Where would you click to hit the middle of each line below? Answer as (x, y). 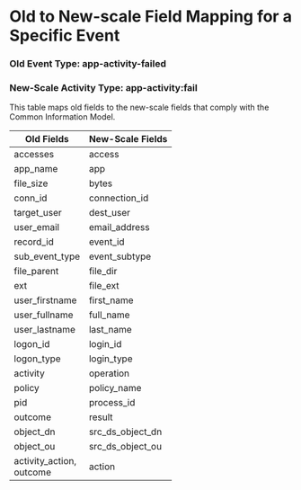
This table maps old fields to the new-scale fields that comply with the (139, 107)
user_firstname (45, 300)
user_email (37, 227)
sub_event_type (47, 256)
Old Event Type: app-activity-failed (88, 64)
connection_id (119, 198)
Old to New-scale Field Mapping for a (150, 17)
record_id (34, 242)
